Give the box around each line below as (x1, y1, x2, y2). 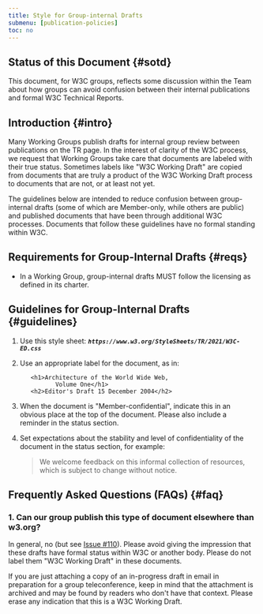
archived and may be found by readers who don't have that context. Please (8, 589, 254, 598)
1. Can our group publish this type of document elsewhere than (8, 511, 254, 522)
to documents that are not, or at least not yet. (8, 179, 156, 188)
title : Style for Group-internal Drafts (8, 11, 144, 20)
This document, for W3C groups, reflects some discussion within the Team (8, 77, 252, 86)
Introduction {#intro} (8, 116, 113, 129)
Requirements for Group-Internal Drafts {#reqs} (8, 250, 248, 264)
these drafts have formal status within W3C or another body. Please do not (8, 548, 251, 557)
